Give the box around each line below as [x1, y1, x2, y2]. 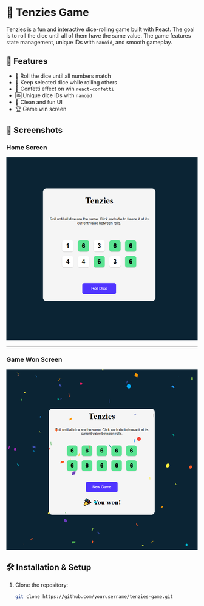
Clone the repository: [15, 581, 69, 588]
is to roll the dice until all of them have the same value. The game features [6, 32, 191, 39]
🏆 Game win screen [15, 105, 67, 112]
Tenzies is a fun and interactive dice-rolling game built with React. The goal [6, 26, 195, 33]
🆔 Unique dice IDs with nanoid [15, 91, 93, 99]
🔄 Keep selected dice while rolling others [15, 78, 117, 86]
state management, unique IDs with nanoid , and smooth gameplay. [6, 38, 173, 46]
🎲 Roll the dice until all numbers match [15, 72, 111, 80]
